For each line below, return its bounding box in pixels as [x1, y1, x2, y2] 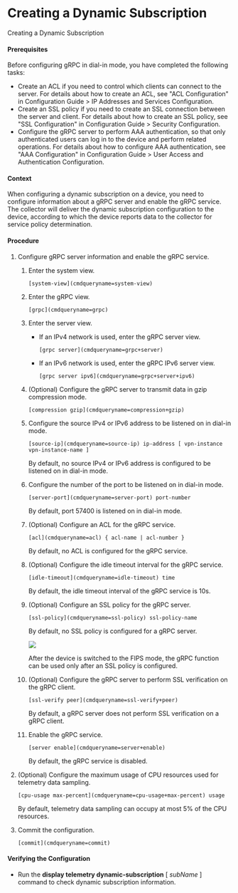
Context [7, 174, 32, 182]
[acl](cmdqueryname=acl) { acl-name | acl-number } [28, 534, 185, 541]
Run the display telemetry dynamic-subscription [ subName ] [17, 870, 202, 879]
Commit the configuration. [17, 825, 94, 834]
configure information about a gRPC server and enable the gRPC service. [7, 197, 222, 206]
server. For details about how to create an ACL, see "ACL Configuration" [17, 90, 229, 98]
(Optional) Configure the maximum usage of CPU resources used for [17, 771, 219, 779]
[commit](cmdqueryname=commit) [17, 839, 111, 847]
